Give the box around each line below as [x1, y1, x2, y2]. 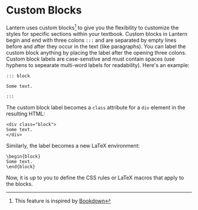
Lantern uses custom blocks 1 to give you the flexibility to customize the [6, 23, 179, 31]
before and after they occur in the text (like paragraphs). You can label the [6, 42, 186, 50]
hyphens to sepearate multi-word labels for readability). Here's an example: [6, 61, 190, 68]
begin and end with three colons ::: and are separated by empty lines [6, 36, 177, 44]
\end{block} [6, 164, 35, 169]
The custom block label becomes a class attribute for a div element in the [6, 104, 186, 111]
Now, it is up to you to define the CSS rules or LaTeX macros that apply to [6, 174, 184, 181]
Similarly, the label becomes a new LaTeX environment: [6, 142, 140, 149]
